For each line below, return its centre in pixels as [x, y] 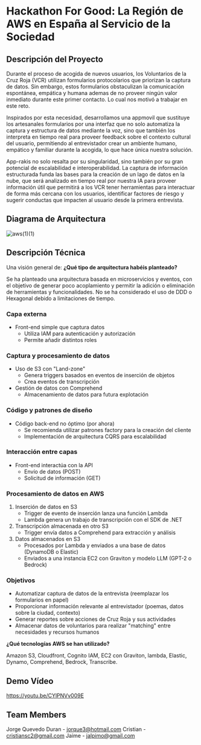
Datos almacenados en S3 [47, 539]
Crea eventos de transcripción [62, 382]
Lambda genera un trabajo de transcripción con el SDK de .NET [103, 520]
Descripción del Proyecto [55, 59]
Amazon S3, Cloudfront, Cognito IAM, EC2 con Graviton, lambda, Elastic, [97, 655]
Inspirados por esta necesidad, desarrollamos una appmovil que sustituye [98, 117]
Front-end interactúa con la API [54, 465]
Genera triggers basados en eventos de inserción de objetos [99, 375]
